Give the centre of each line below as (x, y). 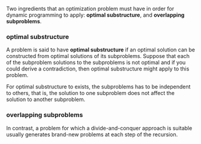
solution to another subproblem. (46, 99)
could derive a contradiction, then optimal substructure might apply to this (98, 69)
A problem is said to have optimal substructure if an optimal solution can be (100, 50)
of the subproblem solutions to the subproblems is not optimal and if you (96, 63)
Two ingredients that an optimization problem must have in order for (90, 9)
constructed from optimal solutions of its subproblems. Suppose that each (98, 56)
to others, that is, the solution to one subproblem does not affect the (91, 93)
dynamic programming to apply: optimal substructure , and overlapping (95, 15)
